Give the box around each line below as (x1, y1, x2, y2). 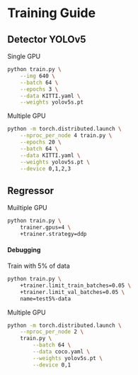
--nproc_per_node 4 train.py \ (20, 132, 113, 139)
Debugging (7, 246, 41, 254)
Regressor (7, 185, 54, 197)
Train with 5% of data (7, 261, 71, 271)
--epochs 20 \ (20, 138, 62, 146)
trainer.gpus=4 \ (20, 224, 71, 232)
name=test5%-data (20, 295, 71, 303)
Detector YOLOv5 (7, 33, 86, 45)
